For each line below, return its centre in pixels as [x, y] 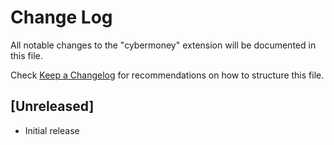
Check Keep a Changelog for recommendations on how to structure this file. [167, 75]
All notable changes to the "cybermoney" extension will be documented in [163, 45]
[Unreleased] [52, 106]
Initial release [52, 130]
